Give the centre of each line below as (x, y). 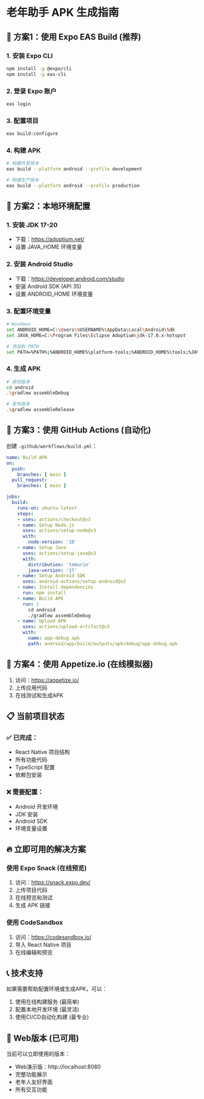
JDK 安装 (26, 814)
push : (19, 469)
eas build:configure (32, 134)
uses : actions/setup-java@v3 (59, 553)
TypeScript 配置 (35, 768)
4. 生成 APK (24, 369)
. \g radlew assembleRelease (40, 410)
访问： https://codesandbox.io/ (53, 937)
